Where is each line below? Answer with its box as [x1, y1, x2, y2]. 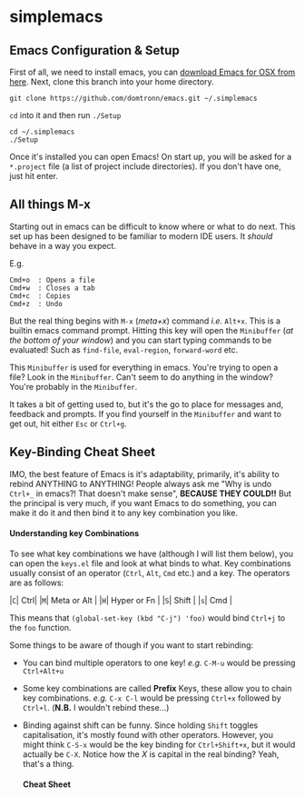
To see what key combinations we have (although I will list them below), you [9, 548, 293, 559]
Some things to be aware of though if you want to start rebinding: [9, 639, 254, 651]
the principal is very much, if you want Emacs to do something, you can [9, 497, 277, 508]
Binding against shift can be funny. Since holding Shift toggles [22, 720, 259, 731]
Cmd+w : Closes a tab [9, 284, 95, 293]
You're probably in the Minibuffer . [9, 381, 138, 392]
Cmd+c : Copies [9, 291, 71, 301]
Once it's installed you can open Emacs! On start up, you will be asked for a [9, 152, 292, 162]
